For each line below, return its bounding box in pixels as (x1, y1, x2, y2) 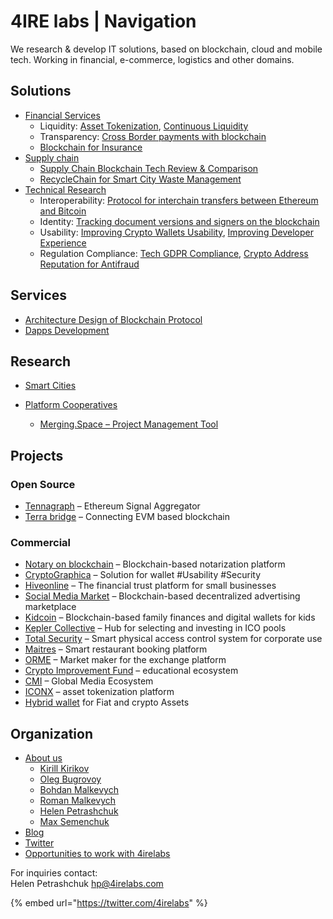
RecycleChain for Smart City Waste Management (39, 173, 242, 185)
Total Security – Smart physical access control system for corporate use (24, 633, 323, 645)
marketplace (24, 601, 77, 613)
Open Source (10, 477, 76, 491)
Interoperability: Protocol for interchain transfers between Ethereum (39, 194, 319, 206)
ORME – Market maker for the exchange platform (24, 654, 227, 666)
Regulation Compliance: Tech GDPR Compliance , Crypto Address (39, 247, 309, 259)
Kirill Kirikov (39, 763, 90, 775)
